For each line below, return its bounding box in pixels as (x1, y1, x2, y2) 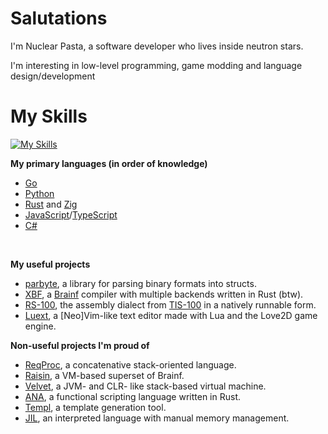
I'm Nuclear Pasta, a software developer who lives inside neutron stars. (10, 40, 304, 52)
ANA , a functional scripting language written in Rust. (24, 390, 241, 402)
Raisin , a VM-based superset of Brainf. (24, 369, 185, 381)
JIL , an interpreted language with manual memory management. (24, 412, 290, 424)
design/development (10, 70, 96, 82)
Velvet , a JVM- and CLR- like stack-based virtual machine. (24, 380, 267, 392)
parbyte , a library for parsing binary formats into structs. (24, 277, 257, 289)
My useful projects (10, 258, 91, 270)
